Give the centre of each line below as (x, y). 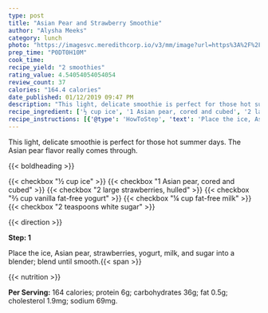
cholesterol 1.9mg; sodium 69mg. (63, 300)
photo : (19, 45)
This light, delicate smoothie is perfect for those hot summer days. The (125, 142)
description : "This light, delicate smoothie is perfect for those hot (130, 104)
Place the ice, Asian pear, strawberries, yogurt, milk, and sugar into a (122, 252)
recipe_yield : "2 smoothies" (57, 68)
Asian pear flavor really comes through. (73, 150)
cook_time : (26, 61)
